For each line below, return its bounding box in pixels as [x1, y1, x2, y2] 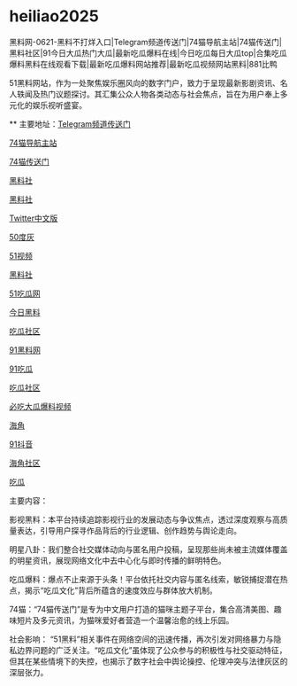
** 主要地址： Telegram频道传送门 [9, 118, 131, 129]
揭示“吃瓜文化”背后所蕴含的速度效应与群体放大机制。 [24, 585, 218, 596]
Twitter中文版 [9, 213, 58, 223]
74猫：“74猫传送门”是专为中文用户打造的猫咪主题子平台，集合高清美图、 [9, 604, 274, 614]
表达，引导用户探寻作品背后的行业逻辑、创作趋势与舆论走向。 [16, 525, 241, 535]
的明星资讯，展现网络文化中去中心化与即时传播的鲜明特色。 [9, 555, 226, 565]
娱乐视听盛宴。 [32, 99, 87, 110]
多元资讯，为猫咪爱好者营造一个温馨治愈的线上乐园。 [39, 614, 234, 626]
